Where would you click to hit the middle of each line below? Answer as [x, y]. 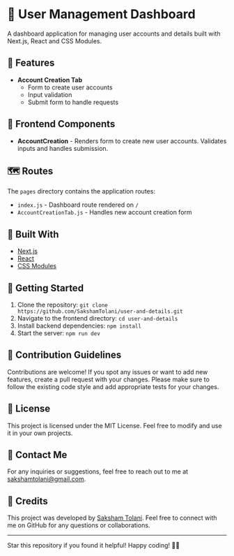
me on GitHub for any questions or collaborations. [79, 525]
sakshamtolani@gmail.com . [47, 479]
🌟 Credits [28, 501]
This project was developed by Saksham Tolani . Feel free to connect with [112, 518]
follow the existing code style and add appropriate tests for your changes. [113, 386]
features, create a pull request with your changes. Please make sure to [109, 379]
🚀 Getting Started [46, 288]
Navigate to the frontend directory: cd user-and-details [97, 318]
